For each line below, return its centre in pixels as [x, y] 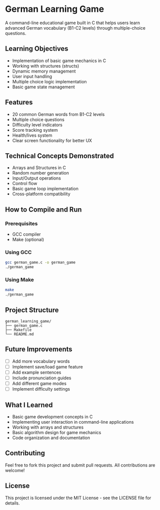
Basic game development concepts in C [53, 417]
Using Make [20, 280]
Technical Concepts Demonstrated [60, 156]
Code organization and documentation [51, 437]
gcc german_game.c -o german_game [40, 262]
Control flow [25, 183]
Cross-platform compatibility [41, 194]
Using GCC [18, 252]
